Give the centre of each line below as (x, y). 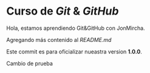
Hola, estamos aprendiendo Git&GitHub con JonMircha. (76, 28)
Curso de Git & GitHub (63, 11)
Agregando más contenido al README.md (59, 40)
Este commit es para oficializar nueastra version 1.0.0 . (74, 51)
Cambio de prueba (30, 63)
